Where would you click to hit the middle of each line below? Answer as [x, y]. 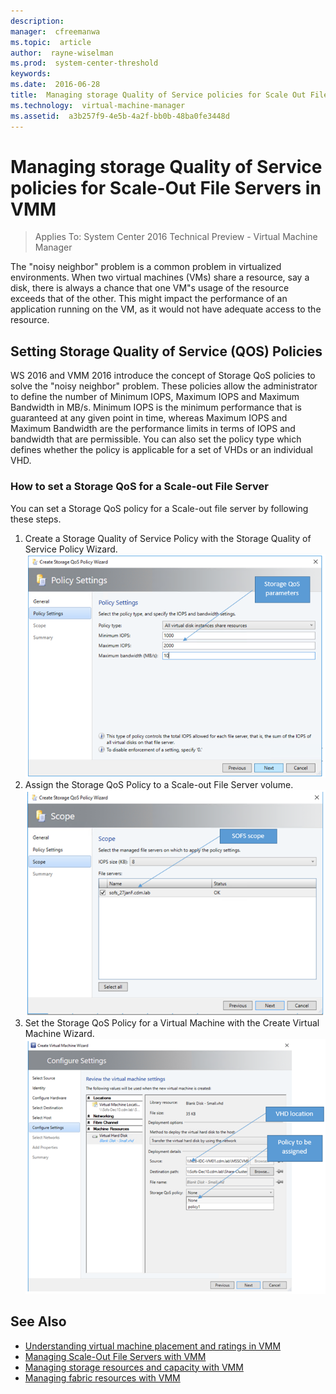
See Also [38, 1321]
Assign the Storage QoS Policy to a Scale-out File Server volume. [159, 785]
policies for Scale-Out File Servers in [166, 187]
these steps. [36, 519]
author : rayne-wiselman [62, 53]
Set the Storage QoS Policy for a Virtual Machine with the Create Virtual [172, 1022]
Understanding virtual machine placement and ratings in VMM [153, 1346]
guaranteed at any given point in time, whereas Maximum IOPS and [149, 418]
